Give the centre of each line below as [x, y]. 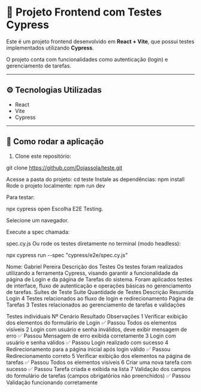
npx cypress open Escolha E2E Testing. [55, 209]
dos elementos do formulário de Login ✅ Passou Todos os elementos [92, 323]
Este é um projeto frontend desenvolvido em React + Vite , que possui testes [100, 41]
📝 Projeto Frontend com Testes [84, 12]
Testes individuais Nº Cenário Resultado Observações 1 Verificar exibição [97, 316]
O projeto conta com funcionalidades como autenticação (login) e [87, 59]
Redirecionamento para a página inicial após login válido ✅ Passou [88, 349]
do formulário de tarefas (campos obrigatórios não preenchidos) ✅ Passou [98, 375]
